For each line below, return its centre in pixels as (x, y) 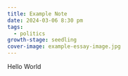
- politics (30, 33)
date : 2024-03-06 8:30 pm (45, 20)
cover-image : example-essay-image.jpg (64, 46)
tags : (15, 27)
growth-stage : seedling (42, 40)
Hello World (24, 66)
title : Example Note (38, 14)
